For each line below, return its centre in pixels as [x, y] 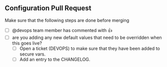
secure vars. [33, 54]
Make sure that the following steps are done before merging [67, 20]
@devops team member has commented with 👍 [62, 30]
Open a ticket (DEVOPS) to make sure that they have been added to [90, 48]
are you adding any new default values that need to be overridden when [87, 37]
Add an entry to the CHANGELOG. [55, 59]
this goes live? [27, 43]
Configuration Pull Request [48, 8]
